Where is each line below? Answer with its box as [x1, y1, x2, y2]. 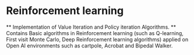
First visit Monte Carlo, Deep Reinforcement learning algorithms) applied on [6, 36, 189, 43]
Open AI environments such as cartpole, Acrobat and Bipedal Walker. [6, 42, 173, 49]
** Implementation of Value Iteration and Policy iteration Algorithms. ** [6, 23, 176, 30]
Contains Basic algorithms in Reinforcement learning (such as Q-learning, [6, 29, 183, 36]
